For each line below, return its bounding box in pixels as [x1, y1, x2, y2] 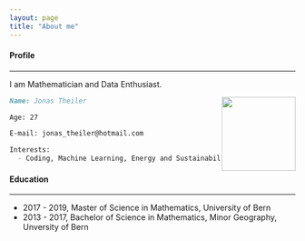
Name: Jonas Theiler [9, 96, 88, 105]
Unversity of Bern [22, 222, 89, 233]
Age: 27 [9, 113, 39, 122]
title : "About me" [9, 22, 79, 31]
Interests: [9, 146, 51, 155]
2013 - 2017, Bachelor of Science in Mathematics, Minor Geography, [22, 212, 278, 223]
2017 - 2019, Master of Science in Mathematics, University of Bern [22, 202, 271, 214]
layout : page [9, 13, 59, 23]
